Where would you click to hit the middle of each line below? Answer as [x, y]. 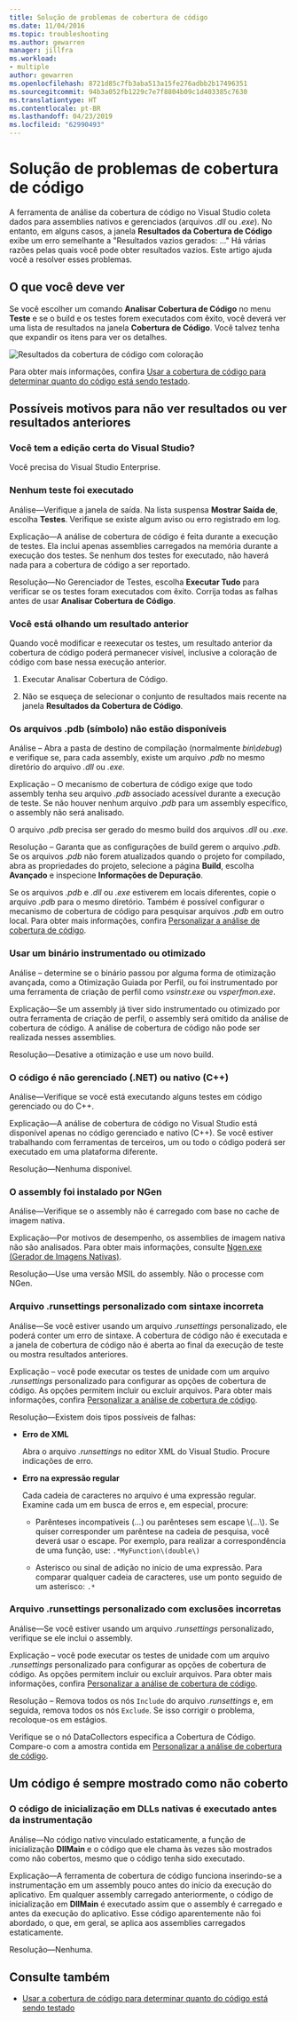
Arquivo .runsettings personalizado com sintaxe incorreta [137, 1307]
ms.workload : [33, 59]
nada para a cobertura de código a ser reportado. [100, 564]
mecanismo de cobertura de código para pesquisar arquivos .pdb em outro [146, 911]
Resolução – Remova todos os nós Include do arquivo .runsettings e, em [141, 1700]
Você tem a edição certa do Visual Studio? [102, 448]
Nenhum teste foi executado [72, 490]
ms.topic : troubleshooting [59, 34]
